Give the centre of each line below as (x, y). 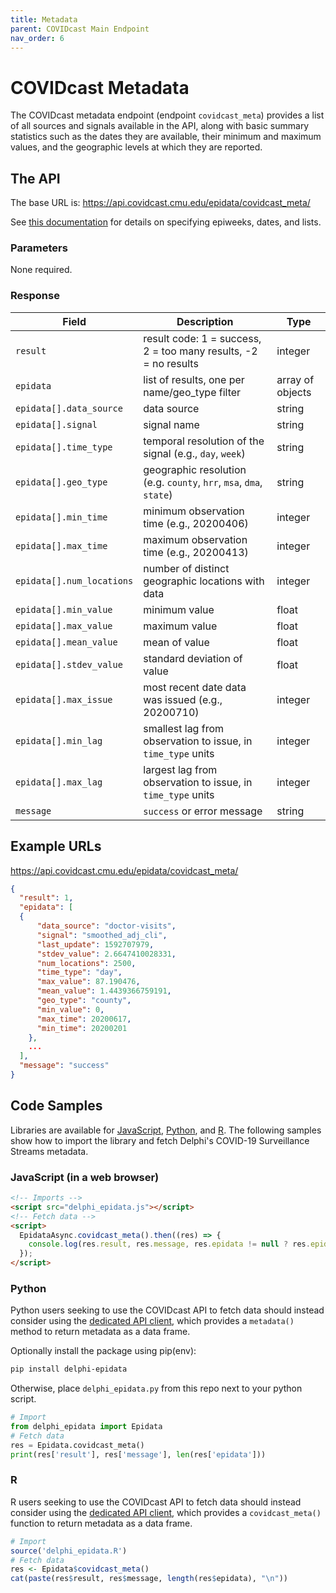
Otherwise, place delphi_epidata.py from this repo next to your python (156, 1388)
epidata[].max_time (61, 545)
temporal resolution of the (204, 441)
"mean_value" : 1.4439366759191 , (104, 991)
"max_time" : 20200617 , (84, 1019)
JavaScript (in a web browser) (85, 1177)
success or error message (203, 811)
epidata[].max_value (64, 625)
